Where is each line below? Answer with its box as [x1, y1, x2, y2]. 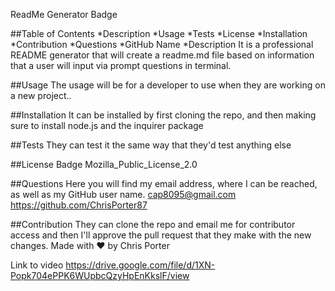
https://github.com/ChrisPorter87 [10, 199, 148, 211]
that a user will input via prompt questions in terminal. [10, 60, 232, 71]
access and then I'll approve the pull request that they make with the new [10, 229, 312, 241]
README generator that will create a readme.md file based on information [10, 49, 315, 61]
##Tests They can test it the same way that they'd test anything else [10, 139, 292, 151]
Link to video [10, 259, 64, 271]
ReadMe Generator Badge [10, 9, 118, 20]
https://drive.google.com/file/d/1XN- [65, 259, 216, 271]
